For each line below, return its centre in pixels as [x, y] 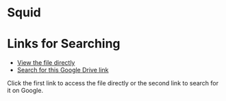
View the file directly [46, 63]
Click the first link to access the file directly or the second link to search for [113, 83]
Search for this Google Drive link [63, 70]
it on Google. [25, 91]
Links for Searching [64, 44]
